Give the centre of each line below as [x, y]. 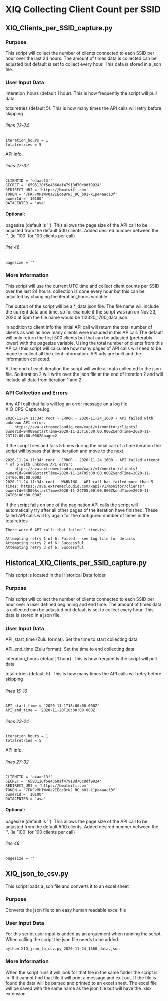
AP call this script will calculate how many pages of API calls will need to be [83, 348]
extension [16, 993]
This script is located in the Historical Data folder [56, 575]
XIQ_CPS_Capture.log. [28, 409]
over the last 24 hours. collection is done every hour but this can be [75, 291]
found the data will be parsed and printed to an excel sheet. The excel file [81, 983]
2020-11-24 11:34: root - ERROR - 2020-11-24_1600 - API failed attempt [83, 460]
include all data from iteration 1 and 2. [44, 380]
